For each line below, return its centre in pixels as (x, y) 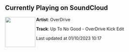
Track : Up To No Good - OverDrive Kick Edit (80, 29)
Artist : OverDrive (53, 19)
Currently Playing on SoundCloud (57, 8)
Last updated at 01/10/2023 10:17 (69, 38)
